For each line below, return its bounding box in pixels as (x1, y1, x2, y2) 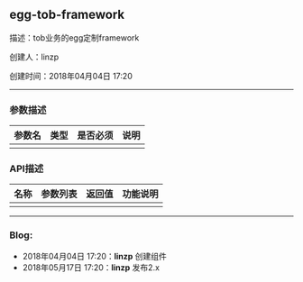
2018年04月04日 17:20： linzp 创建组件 (22, 250, 167, 261)
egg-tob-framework (9, 7, 125, 23)
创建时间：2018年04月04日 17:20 (9, 70, 133, 81)
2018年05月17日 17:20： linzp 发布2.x (22, 261, 161, 273)
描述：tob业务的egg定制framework (9, 32, 140, 43)
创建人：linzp (9, 51, 60, 62)
